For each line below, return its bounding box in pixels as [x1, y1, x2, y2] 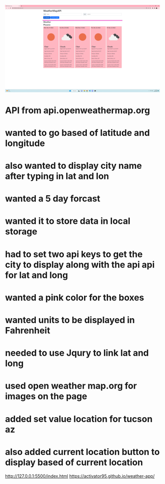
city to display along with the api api [5, 259, 155, 270]
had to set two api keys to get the [5, 248, 143, 260]
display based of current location [5, 456, 143, 468]
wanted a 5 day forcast [5, 193, 101, 204]
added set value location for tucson [5, 413, 153, 424]
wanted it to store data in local [5, 215, 131, 227]
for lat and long [5, 270, 68, 280]
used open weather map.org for [5, 380, 137, 392]
